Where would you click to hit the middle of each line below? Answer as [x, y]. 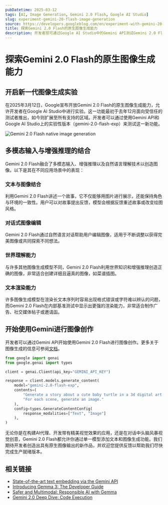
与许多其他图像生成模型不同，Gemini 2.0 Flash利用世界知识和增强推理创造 [82, 267]
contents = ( [25, 390]
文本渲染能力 [21, 288]
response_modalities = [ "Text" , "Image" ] [65, 413]
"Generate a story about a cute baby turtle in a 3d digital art [93, 395]
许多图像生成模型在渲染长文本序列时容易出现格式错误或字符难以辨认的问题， [84, 299]
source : [13, 24]
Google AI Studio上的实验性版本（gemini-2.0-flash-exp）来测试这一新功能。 [84, 124]
